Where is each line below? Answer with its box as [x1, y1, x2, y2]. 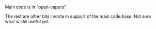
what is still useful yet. [5, 19, 49, 24]
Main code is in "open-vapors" [5, 4, 66, 10]
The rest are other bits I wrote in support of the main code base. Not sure [5, 14, 151, 19]
